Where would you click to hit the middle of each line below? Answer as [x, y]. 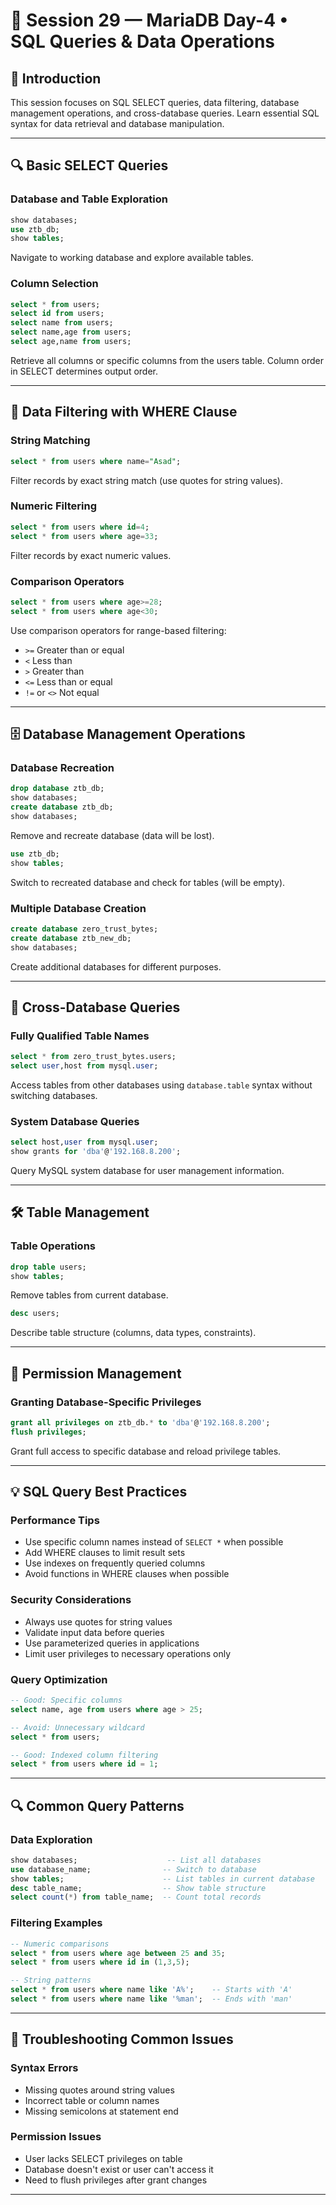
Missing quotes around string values [99, 2090]
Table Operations [53, 1246]
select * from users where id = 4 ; [80, 527]
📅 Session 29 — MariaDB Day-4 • [149, 20]
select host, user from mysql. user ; [84, 1142]
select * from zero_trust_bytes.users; [93, 1057]
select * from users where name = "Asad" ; [96, 461]
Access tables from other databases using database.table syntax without [161, 1085]
